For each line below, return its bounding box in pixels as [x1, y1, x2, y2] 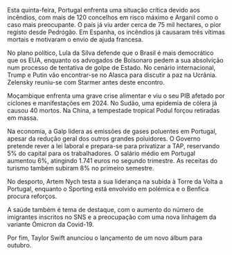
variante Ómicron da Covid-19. [7, 220, 95, 228]
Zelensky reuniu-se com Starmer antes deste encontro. [7, 78, 165, 86]
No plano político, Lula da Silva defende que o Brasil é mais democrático [7, 49, 214, 57]
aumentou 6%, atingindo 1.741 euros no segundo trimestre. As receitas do [7, 157, 218, 165]
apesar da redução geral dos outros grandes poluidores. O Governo [7, 134, 201, 143]
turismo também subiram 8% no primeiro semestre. [7, 164, 154, 172]
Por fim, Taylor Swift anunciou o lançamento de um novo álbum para [7, 234, 203, 242]
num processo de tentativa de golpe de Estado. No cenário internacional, [7, 64, 216, 71]
